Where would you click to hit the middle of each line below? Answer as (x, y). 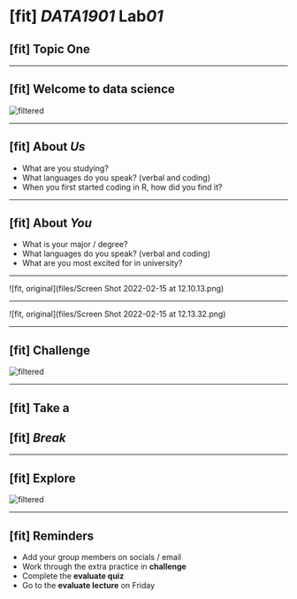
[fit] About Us (47, 147)
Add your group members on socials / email (102, 557)
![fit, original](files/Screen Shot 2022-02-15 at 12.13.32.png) (118, 314)
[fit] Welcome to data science (92, 89)
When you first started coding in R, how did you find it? (122, 187)
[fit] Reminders (52, 536)
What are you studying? (65, 168)
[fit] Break (38, 438)
